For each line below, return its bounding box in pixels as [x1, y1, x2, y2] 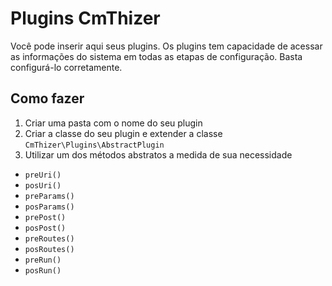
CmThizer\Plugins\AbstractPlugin [24, 140, 165, 150]
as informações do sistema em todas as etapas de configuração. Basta [10, 50, 303, 62]
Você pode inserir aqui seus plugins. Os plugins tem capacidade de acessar [10, 40, 323, 52]
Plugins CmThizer [10, 7, 161, 30]
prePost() [24, 212, 67, 222]
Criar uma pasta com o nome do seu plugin [24, 117, 203, 129]
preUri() [24, 170, 62, 180]
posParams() [24, 202, 75, 212]
